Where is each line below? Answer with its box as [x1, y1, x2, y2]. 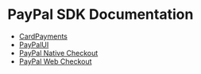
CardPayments [18, 31, 68, 41]
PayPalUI [18, 39, 49, 49]
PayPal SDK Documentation [7, 6, 194, 24]
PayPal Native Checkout [18, 48, 99, 57]
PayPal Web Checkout [18, 57, 92, 66]
